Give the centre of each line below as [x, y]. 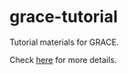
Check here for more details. [63, 59]
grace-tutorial [64, 17]
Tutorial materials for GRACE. [64, 42]
